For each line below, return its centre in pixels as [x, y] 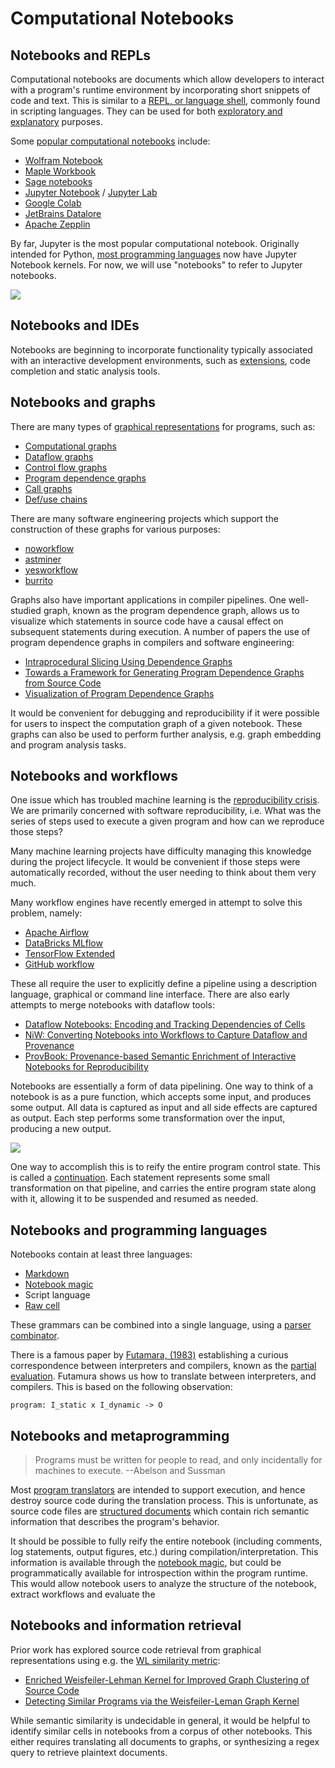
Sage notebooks [58, 181]
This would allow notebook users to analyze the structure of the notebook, [163, 1584]
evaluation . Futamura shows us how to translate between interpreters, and [163, 1376]
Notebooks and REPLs [81, 55]
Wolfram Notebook [63, 160]
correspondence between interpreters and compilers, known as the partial [163, 1366]
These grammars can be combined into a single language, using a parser [161, 1325]
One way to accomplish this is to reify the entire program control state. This [165, 1167]
